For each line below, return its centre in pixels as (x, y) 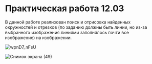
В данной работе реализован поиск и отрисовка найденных (68, 22)
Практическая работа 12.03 (65, 9)
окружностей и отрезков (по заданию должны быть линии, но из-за (76, 27)
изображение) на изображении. (38, 38)
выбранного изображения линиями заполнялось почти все (67, 32)
